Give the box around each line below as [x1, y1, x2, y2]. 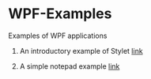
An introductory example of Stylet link [19, 46, 144, 55]
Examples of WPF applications [8, 31, 108, 40]
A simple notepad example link [19, 61, 120, 71]
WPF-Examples [8, 5, 112, 23]
